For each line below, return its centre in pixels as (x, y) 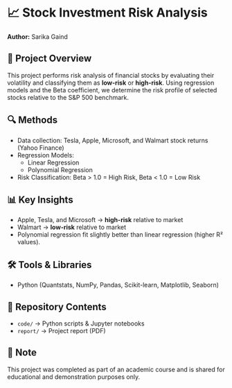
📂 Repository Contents (57, 306)
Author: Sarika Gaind (37, 36)
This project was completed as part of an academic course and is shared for (116, 369)
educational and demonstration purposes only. (74, 377)
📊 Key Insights (41, 200)
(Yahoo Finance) (41, 147)
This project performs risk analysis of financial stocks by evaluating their (111, 75)
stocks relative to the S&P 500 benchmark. (68, 97)
